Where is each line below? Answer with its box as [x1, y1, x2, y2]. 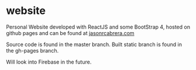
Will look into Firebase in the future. [6, 58, 92, 65]
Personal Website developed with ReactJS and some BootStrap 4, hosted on [6, 23, 190, 30]
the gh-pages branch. [6, 47, 59, 54]
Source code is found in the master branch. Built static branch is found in [6, 41, 183, 48]
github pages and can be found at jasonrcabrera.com [6, 29, 135, 36]
